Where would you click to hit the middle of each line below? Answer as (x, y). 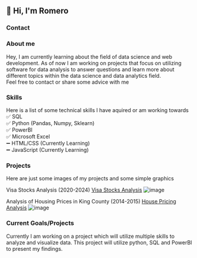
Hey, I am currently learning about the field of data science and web (89, 56)
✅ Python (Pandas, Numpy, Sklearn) (50, 123)
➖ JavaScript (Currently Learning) (47, 149)
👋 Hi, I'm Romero (37, 11)
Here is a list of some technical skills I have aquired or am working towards (97, 110)
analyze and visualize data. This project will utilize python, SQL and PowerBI (99, 242)
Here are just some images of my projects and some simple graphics (90, 179)
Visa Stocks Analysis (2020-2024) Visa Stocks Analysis (74, 190)
